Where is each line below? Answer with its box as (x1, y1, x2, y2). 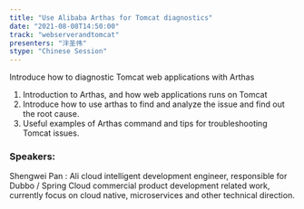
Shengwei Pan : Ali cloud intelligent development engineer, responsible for (9, 171, 288, 182)
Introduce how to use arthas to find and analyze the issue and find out (22, 99, 286, 109)
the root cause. (22, 109, 80, 119)
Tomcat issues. (22, 128, 80, 138)
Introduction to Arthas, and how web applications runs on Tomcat (22, 90, 268, 100)
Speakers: (9, 150, 56, 163)
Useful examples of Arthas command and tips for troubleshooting (22, 119, 268, 129)
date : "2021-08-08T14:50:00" (9, 22, 120, 31)
